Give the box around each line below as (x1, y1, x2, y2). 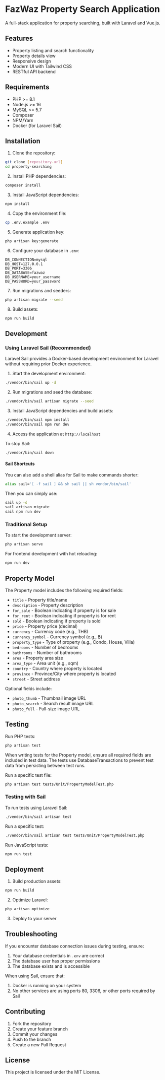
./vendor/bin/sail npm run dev (5, 422, 70, 427)
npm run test (5, 851, 32, 857)
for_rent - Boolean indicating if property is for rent (12, 613, 116, 618)
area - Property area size (12, 655, 63, 661)
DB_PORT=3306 (5, 266, 32, 271)
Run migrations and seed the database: (12, 389, 92, 395)
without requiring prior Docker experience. (5, 361, 92, 367)
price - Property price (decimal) (12, 623, 78, 629)
